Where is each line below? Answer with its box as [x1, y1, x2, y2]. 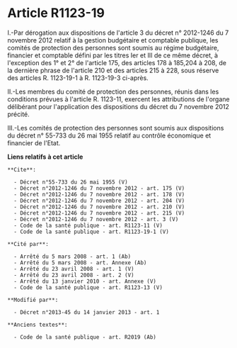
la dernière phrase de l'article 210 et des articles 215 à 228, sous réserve [7, 66, 219, 74]
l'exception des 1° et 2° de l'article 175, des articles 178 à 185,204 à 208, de [7, 58, 226, 67]
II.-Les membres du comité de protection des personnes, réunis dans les [7, 87, 219, 96]
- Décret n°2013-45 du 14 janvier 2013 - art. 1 [13, 308, 160, 316]
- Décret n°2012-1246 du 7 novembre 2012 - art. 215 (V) [13, 209, 185, 217]
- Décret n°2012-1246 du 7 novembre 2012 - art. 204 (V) [13, 197, 185, 204]
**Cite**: [7, 166, 37, 173]
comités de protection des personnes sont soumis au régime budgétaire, [7, 43, 219, 52]
